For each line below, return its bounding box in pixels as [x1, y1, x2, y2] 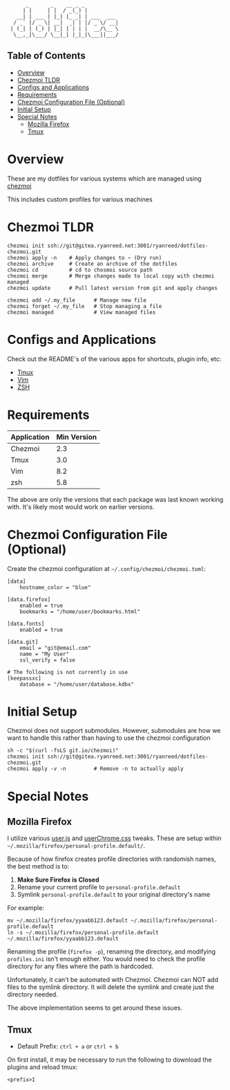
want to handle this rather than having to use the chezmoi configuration [7, 734, 211, 742]
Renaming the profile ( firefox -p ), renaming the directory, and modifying [7, 947, 216, 956]
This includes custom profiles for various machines [7, 195, 153, 203]
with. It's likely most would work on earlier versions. [7, 502, 155, 511]
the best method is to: [7, 862, 70, 871]
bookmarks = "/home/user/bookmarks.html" [19, 608, 140, 615]
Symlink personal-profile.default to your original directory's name [17, 891, 211, 899]
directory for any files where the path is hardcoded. [7, 962, 154, 970]
